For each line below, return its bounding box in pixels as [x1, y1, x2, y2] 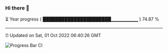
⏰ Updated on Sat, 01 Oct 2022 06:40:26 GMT [5, 32, 101, 38]
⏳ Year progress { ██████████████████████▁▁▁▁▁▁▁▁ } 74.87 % [5, 16, 159, 22]
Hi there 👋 [5, 4, 30, 11]
